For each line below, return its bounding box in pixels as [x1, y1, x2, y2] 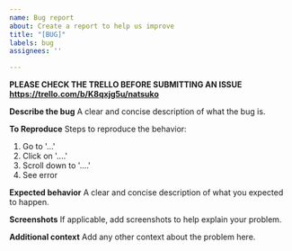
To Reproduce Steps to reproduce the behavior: [9, 123, 187, 135]
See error [22, 170, 58, 181]
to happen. [9, 197, 49, 208]
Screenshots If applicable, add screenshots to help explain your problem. [9, 214, 282, 225]
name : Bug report [9, 13, 75, 22]
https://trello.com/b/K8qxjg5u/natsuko [9, 89, 159, 100]
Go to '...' [22, 141, 56, 152]
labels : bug [9, 38, 54, 48]
